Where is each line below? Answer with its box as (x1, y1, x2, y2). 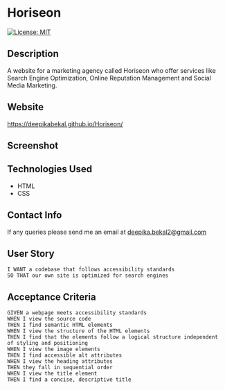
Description (7, 48, 59, 60)
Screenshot (7, 139, 59, 151)
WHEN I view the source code (7, 316, 91, 323)
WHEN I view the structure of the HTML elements (7, 328, 150, 334)
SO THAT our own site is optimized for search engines (7, 272, 169, 279)
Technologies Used (7, 163, 92, 175)
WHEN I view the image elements (7, 346, 100, 353)
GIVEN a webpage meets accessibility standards (7, 310, 147, 316)
